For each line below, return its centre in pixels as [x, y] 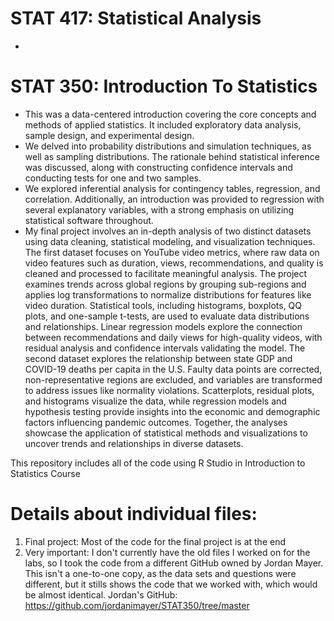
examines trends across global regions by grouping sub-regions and [165, 284]
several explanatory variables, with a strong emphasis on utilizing [159, 209]
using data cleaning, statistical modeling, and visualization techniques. [170, 241]
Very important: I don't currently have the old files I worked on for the [167, 552]
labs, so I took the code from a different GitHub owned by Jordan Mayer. [174, 563]
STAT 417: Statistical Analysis [136, 18]
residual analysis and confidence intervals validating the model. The [165, 348]
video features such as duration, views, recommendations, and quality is [174, 263]
